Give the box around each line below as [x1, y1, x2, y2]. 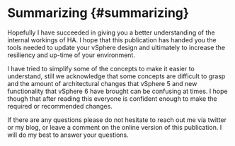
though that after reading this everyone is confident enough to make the [7, 94, 217, 103]
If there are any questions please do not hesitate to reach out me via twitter [7, 115, 227, 124]
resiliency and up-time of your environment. [7, 51, 136, 59]
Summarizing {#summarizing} [7, 5, 190, 21]
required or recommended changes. [7, 102, 113, 110]
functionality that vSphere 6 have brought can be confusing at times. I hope [7, 87, 228, 95]
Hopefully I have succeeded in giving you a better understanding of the [7, 28, 215, 37]
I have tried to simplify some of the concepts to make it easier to [7, 64, 195, 73]
